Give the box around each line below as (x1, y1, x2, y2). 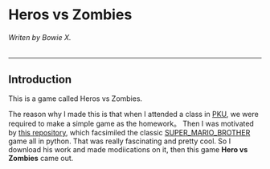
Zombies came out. (8, 154, 74, 163)
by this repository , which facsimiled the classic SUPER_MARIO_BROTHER (8, 128, 251, 138)
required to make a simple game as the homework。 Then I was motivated (8, 119, 255, 129)
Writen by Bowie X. (8, 32, 72, 42)
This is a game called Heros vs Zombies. (8, 94, 143, 103)
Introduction (8, 72, 72, 86)
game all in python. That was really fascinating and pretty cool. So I (8, 136, 231, 146)
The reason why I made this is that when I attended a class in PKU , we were (8, 110, 259, 119)
